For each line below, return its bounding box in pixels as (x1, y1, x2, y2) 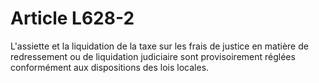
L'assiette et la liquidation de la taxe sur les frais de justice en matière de (10, 40, 309, 52)
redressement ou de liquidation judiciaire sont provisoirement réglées (10, 50, 296, 62)
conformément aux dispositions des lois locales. (10, 61, 210, 73)
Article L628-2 (10, 7, 135, 30)
